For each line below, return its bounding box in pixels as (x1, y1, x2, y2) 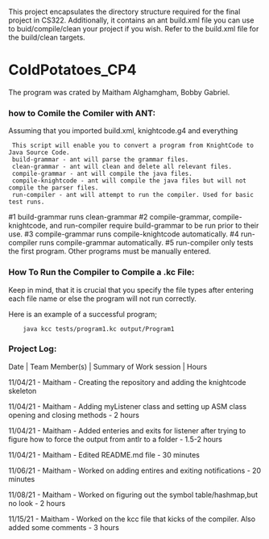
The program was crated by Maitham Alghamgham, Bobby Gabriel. (8, 87, 230, 97)
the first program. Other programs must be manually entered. (8, 246, 212, 257)
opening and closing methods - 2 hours (8, 410, 139, 420)
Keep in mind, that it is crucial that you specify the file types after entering (8, 285, 254, 295)
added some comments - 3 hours (8, 522, 119, 532)
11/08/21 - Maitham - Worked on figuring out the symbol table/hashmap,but (8, 490, 258, 499)
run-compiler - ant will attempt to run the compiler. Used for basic (11, 191, 254, 199)
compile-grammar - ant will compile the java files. (11, 169, 193, 178)
